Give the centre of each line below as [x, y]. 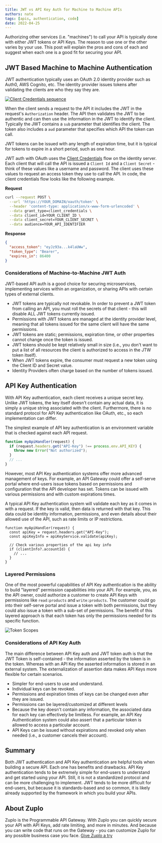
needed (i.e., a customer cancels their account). [60, 735]
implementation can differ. [31, 418]
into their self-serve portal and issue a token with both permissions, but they [81, 605]
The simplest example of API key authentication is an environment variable [79, 428]
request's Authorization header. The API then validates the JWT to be [75, 114]
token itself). [24, 355]
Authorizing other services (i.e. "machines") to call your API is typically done [81, 37]
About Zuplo [24, 808]
